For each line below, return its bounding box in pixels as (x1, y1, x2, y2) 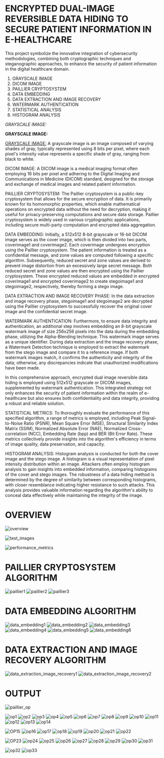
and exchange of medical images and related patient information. (5, 181, 137, 187)
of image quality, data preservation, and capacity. (5, 441, 105, 447)
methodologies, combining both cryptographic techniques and (5, 55, 131, 61)
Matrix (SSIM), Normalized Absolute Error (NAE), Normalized (5, 425, 127, 431)
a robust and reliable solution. (5, 400, 65, 406)
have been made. (5, 365, 40, 370)
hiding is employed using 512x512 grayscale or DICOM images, (5, 379, 132, 385)
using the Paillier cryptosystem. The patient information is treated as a (5, 247, 147, 253)
